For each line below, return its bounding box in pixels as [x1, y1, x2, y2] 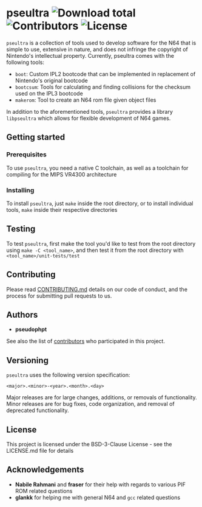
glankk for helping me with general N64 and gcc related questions [15, 494, 181, 501]
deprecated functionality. [6, 407, 69, 414]
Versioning [6, 355, 49, 365]
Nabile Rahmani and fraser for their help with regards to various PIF [15, 481, 186, 488]
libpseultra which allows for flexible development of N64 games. [6, 114, 171, 122]
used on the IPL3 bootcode [15, 89, 83, 97]
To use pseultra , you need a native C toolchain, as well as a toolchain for [6, 164, 189, 172]
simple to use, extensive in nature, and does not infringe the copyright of [6, 46, 188, 53]
